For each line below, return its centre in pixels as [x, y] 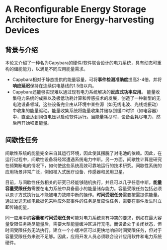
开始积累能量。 [37, 123]
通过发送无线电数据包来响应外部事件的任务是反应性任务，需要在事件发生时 [81, 201]
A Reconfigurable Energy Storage [76, 9]
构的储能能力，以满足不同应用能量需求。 [46, 69]
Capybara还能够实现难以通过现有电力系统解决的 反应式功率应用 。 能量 [84, 92]
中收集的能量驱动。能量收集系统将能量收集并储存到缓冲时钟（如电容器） [86, 111]
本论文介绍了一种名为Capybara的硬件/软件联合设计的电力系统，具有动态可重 [83, 63]
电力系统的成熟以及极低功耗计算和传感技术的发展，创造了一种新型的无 [88, 98]
